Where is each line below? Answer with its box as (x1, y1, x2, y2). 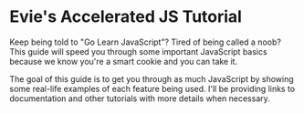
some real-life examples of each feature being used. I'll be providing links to (9, 83, 296, 94)
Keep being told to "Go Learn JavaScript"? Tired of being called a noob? (9, 36, 281, 47)
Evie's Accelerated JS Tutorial (9, 6, 242, 27)
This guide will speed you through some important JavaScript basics (9, 46, 267, 56)
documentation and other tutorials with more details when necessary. (9, 93, 271, 104)
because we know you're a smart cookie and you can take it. (9, 56, 238, 67)
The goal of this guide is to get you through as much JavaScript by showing (9, 73, 294, 84)
